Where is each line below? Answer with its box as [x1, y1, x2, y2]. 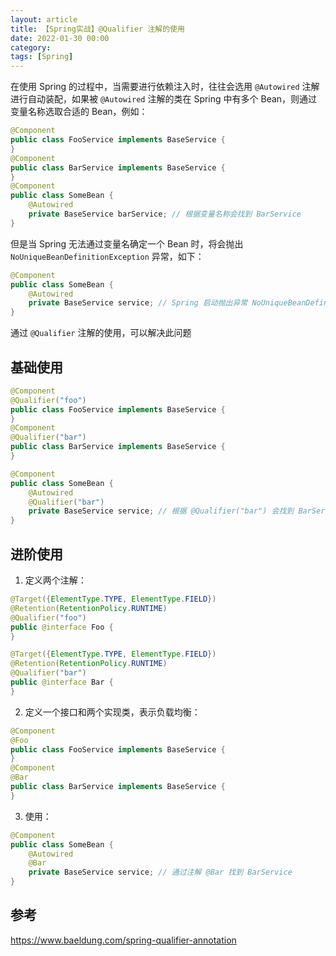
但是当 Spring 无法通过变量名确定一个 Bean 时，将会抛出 [10, 237, 244, 250]
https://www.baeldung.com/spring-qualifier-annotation [10, 934, 237, 946]
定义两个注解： [24, 574, 87, 586]
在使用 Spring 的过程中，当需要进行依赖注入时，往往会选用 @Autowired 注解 [10, 81, 320, 93]
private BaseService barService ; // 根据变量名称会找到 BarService [28, 209, 302, 219]
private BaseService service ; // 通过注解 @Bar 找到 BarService [28, 867, 293, 878]
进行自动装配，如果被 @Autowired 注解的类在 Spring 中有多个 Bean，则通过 [10, 93, 318, 105]
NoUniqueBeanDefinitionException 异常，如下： [10, 250, 205, 262]
